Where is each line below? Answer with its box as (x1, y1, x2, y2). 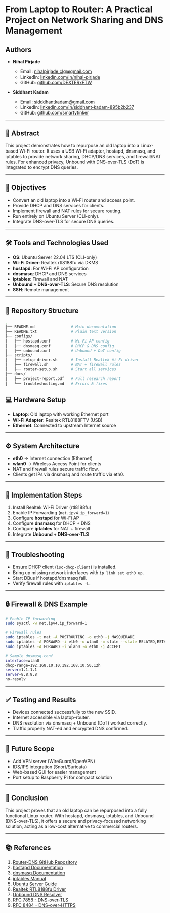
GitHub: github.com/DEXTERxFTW (20, 80, 92, 85)
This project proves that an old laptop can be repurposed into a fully (5, 807, 147, 813)
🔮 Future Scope (5, 745, 55, 753)
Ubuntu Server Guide (12, 881, 57, 887)
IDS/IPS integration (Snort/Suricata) (12, 764, 87, 770)
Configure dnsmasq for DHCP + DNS (12, 520, 91, 526)
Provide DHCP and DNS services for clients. (12, 202, 105, 208)
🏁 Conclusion (5, 794, 48, 803)
